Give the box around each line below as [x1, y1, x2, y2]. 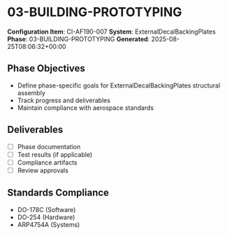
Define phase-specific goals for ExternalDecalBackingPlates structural [17, 81, 221, 90]
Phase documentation [17, 142, 81, 151]
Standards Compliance [7, 187, 110, 199]
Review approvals [17, 166, 68, 174]
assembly [17, 88, 45, 97]
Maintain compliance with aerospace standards [17, 103, 154, 112]
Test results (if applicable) [17, 150, 93, 158]
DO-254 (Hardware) [17, 213, 75, 221]
